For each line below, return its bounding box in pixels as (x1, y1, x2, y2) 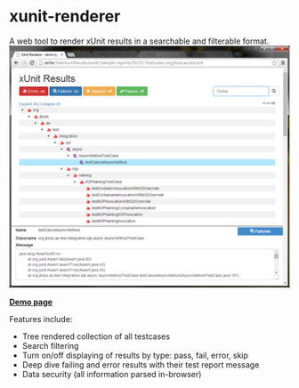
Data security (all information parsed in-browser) (21, 369, 202, 380)
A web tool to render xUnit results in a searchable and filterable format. (9, 36, 270, 46)
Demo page (9, 296, 53, 308)
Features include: (9, 314, 73, 325)
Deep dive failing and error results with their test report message (21, 360, 260, 370)
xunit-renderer (9, 6, 121, 27)
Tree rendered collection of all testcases (21, 331, 171, 342)
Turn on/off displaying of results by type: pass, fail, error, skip (21, 350, 249, 361)
